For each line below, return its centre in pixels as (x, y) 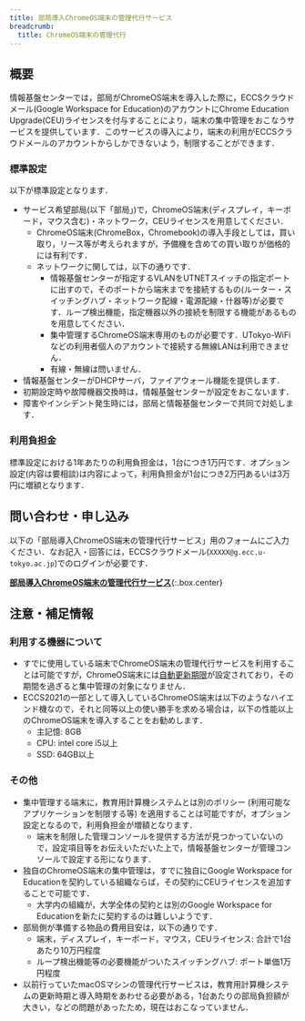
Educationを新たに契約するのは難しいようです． (127, 915)
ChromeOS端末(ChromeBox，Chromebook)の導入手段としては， (158, 232)
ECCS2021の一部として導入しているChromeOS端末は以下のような (147, 698)
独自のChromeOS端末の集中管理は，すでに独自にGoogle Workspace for (158, 870)
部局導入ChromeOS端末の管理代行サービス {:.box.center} (116, 582)
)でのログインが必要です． (103, 563)
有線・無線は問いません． (97, 369)
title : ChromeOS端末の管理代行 (72, 35)
